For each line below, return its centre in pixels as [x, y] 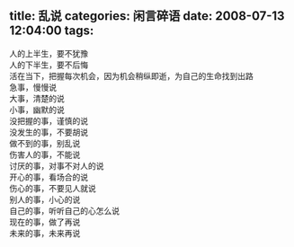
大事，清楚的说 [37, 98]
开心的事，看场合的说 [49, 177]
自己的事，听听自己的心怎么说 [64, 210]
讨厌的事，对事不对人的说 [57, 165]
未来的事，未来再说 [45, 233]
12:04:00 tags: [52, 31]
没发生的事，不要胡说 [49, 132]
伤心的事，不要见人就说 [53, 188]
